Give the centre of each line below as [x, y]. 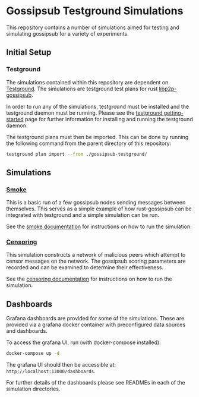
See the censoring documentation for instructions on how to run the [89, 279]
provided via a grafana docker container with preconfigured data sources [96, 324]
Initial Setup [29, 53]
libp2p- [168, 89]
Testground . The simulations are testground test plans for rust [82, 89]
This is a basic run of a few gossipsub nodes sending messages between [96, 203]
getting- [174, 113]
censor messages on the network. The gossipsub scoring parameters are [96, 261]
